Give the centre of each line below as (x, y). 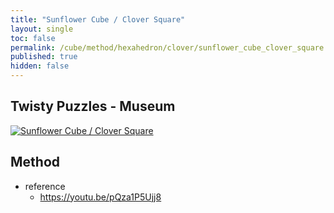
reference (45, 186)
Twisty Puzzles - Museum (93, 106)
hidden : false (40, 66)
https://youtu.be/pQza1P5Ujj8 (100, 197)
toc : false (33, 38)
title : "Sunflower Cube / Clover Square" (98, 19)
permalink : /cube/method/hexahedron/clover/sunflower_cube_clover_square (167, 47)
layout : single (42, 29)
